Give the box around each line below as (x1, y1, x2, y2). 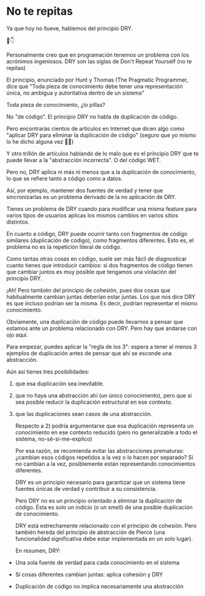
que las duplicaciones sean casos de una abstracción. (15, 410, 152, 417)
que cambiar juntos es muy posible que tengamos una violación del (6, 268, 176, 275)
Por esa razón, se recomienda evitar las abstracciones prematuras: (15, 447, 185, 454)
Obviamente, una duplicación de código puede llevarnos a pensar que (6, 318, 184, 325)
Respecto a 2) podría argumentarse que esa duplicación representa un (15, 422, 194, 429)
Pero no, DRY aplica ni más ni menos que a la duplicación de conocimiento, (6, 168, 196, 176)
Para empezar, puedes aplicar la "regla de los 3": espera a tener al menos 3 (6, 343, 197, 350)
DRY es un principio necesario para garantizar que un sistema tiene (15, 478, 185, 486)
